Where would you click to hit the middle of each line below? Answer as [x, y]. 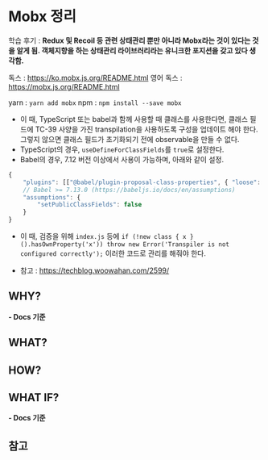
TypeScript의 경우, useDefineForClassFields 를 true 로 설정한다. [122, 149]
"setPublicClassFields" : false [90, 205]
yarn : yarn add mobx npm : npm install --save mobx [95, 102]
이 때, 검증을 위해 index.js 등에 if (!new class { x [103, 236]
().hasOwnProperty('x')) [62, 245]
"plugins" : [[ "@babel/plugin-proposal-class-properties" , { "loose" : [142, 182]
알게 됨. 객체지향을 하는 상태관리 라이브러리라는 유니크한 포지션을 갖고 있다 [132, 50]
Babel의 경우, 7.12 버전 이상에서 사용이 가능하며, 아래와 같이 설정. [122, 159]
